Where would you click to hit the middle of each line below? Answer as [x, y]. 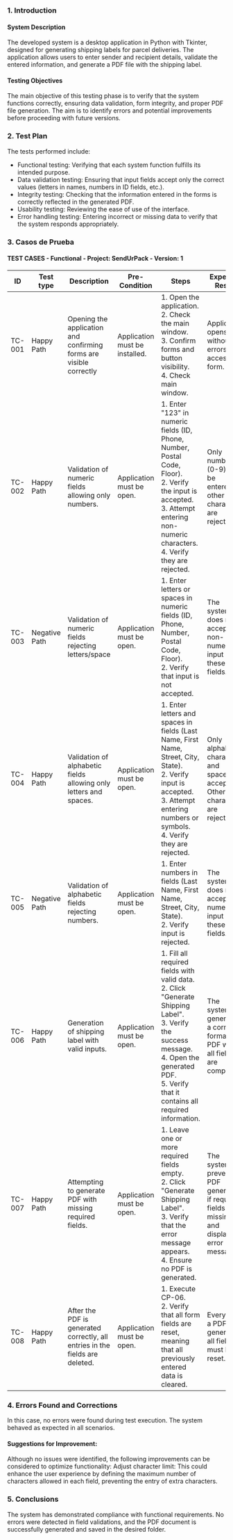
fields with [178, 971]
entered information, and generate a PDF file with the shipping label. [105, 65]
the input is [179, 491]
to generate [86, 1190]
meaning [175, 1340]
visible [78, 362]
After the [82, 1311]
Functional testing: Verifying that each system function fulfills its [109, 165]
